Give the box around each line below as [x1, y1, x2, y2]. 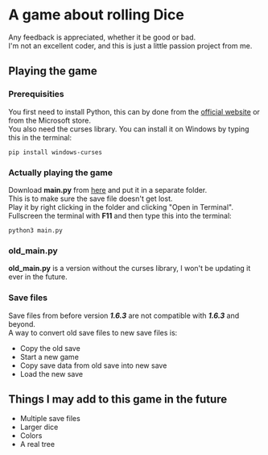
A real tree [19, 440, 55, 449]
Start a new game [19, 352, 79, 361]
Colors [19, 431, 43, 440]
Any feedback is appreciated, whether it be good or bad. [8, 32, 196, 42]
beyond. [8, 319, 36, 328]
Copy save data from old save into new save [19, 361, 167, 370]
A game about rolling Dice [8, 6, 185, 24]
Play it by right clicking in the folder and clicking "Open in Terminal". [8, 202, 233, 211]
